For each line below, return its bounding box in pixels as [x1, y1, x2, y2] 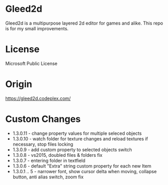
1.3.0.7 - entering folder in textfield [12, 157, 86, 163]
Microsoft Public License [5, 60, 58, 67]
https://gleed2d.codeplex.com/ [5, 95, 71, 101]
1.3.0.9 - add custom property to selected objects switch [12, 147, 132, 153]
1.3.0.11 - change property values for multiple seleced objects [12, 130, 142, 136]
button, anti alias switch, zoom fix [12, 174, 83, 180]
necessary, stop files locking [12, 141, 73, 147]
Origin [5, 78, 32, 90]
